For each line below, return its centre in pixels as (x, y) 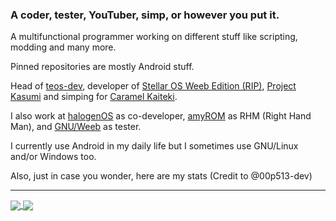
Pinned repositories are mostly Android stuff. (102, 67)
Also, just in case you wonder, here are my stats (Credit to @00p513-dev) (161, 176)
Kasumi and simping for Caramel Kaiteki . (94, 97)
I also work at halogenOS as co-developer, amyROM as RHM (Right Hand (161, 116)
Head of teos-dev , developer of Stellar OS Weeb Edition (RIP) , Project (153, 86)
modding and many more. (63, 47)
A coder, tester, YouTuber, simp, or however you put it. (145, 15)
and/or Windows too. (53, 157)
